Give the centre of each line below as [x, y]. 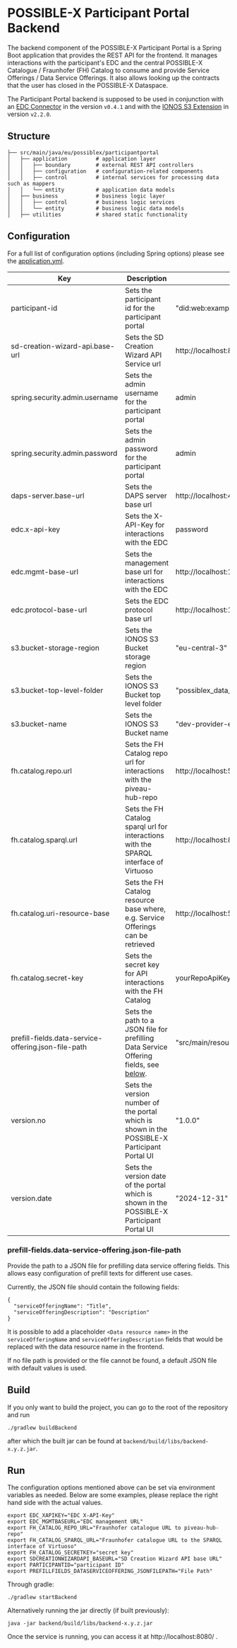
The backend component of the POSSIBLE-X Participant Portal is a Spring [115, 47]
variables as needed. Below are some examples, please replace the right [113, 1495]
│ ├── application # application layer [82, 159]
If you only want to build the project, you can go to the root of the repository [118, 1407]
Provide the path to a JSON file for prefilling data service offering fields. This [119, 1266]
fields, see [142, 1065]
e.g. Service [145, 917]
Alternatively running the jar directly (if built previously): [88, 1610]
